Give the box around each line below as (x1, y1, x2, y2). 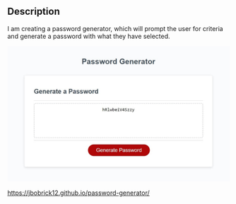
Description (7, 6, 60, 18)
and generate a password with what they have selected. (7, 32, 171, 40)
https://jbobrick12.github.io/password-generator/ (7, 188, 150, 197)
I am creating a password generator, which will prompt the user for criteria (7, 24, 224, 32)
